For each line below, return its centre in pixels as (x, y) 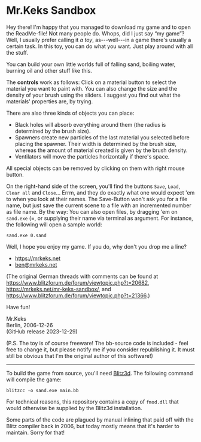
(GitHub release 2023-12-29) (42, 331)
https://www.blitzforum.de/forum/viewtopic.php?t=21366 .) (78, 295)
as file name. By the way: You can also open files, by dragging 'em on (92, 211)
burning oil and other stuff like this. (49, 70)
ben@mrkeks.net (36, 264)
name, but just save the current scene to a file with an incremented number (99, 205)
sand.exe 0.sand (26, 235)
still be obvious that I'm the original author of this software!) (80, 356)
